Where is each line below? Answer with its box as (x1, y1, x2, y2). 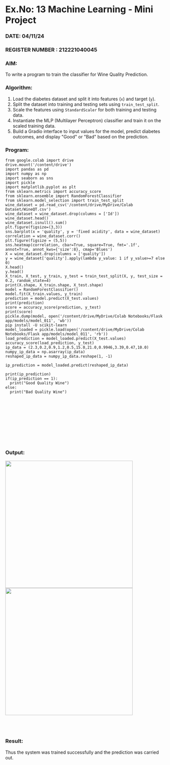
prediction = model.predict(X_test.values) (5, 296, 99, 301)
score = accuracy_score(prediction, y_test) (5, 304, 101, 310)
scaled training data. (12, 123, 56, 129)
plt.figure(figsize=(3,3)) (5, 224, 63, 230)
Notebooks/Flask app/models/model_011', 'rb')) (5, 331, 108, 336)
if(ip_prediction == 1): (5, 376, 58, 381)
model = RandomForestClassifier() (5, 287, 79, 292)
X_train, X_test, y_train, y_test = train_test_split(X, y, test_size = (5, 273, 163, 278)
